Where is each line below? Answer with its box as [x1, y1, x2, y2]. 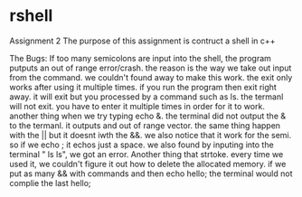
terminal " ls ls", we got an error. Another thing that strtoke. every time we [9, 148, 284, 159]
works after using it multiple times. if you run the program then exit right [9, 81, 278, 92]
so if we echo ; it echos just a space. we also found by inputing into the [9, 139, 274, 150]
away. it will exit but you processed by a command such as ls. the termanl [9, 91, 284, 102]
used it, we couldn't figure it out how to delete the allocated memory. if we [9, 158, 287, 169]
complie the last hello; [9, 177, 92, 188]
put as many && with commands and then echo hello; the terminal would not [9, 168, 293, 179]
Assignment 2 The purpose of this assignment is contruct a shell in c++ [9, 35, 276, 46]
